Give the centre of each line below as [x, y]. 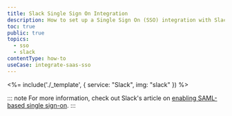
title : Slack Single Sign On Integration [68, 13]
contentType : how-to [37, 59]
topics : [18, 39]
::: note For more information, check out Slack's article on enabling [102, 98]
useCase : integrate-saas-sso [49, 65]
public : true [26, 33]
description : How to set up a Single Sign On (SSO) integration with [109, 20]
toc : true [21, 26]
